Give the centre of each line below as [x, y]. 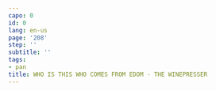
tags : [17, 60]
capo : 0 [21, 15]
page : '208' [28, 38]
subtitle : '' [30, 52]
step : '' [23, 45]
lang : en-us [28, 30]
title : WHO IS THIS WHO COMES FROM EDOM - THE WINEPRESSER [108, 74]
